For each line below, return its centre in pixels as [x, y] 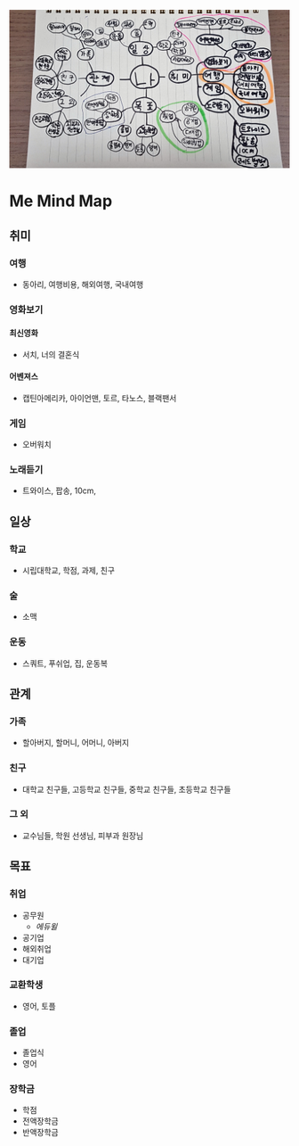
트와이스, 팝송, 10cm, [59, 491]
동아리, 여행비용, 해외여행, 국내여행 [83, 284]
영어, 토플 [39, 1006]
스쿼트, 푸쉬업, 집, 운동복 [65, 663]
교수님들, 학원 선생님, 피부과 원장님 [83, 836]
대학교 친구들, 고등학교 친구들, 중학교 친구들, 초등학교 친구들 [126, 789]
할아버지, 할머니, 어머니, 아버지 [76, 743]
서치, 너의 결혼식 [51, 354]
